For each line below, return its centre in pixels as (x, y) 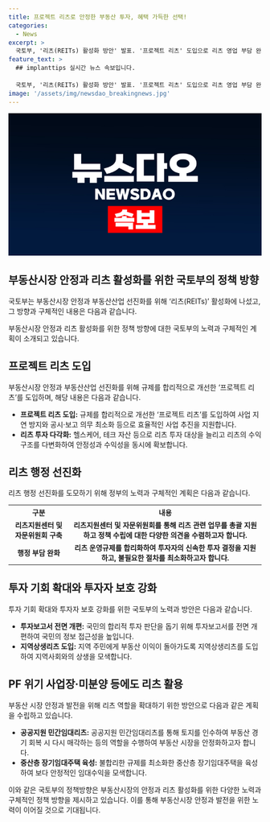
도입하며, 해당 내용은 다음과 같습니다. (83, 397)
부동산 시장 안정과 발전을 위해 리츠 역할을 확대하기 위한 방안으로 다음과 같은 (126, 705)
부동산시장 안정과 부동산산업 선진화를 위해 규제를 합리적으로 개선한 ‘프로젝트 (127, 387)
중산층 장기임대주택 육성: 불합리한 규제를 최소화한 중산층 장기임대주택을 (131, 762)
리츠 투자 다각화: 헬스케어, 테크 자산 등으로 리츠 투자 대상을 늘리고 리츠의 (133, 434)
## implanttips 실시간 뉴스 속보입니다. (76, 68)
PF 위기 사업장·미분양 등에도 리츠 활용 (96, 684)
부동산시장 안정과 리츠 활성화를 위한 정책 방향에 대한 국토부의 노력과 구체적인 (129, 328)
